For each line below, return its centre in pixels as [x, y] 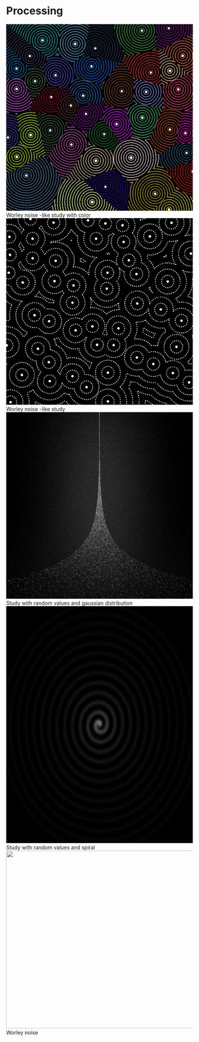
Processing [35, 11]
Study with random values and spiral [51, 847]
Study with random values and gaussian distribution [70, 603]
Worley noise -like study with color [49, 215]
